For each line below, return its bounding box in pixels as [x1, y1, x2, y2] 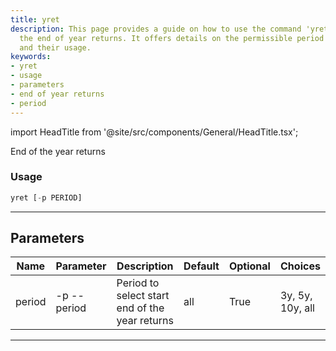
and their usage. [19, 42, 92, 53]
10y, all [279, 301, 315, 315]
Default [183, 259, 220, 273]
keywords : [10, 52, 52, 62]
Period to [116, 276, 160, 290]
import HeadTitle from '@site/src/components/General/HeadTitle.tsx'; [10, 126, 299, 138]
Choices [280, 259, 321, 273]
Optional [228, 259, 271, 273]
